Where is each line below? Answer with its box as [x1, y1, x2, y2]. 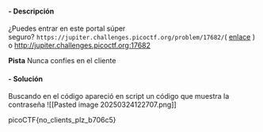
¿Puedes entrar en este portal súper [8, 24, 126, 33]
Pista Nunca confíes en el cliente [8, 56, 116, 66]
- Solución [8, 74, 44, 83]
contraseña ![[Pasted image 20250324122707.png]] [8, 100, 177, 110]
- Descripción [8, 6, 55, 16]
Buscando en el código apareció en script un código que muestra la [8, 92, 230, 101]
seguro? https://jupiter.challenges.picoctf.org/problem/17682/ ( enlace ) [8, 32, 256, 42]
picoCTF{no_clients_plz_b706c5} [8, 115, 116, 125]
